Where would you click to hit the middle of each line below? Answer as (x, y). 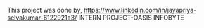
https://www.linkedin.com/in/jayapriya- (140, 10)
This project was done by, (45, 10)
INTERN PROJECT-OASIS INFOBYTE (131, 17)
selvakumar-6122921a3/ (42, 17)
